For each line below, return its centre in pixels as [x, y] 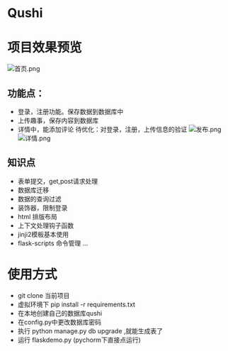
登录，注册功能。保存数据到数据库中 [70, 111]
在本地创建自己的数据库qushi [60, 313]
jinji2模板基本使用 [43, 234]
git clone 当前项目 [44, 295]
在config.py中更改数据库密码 [59, 322]
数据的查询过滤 [39, 199]
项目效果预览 [45, 48]
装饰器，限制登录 [42, 208]
